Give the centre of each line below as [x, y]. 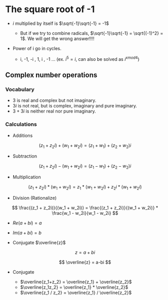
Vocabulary [20, 89]
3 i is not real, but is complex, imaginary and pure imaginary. [75, 106]
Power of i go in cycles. [37, 48]
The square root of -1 [50, 9]
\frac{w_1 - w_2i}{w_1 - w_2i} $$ [85, 213]
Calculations [21, 124]
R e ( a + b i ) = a [27, 223]
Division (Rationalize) [34, 198]
